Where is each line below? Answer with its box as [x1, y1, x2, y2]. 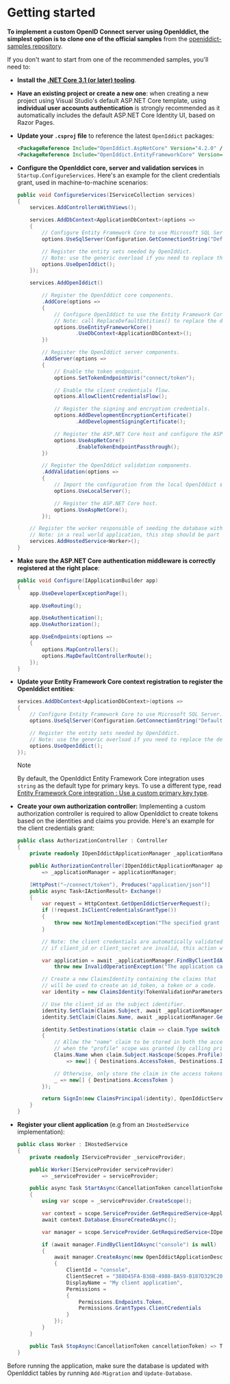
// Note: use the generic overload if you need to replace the [29, 736, 214, 743]
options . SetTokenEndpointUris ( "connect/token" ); [53, 374, 196, 381]
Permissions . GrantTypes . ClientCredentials [78, 1304, 202, 1312]
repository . [31, 42, 63, 50]
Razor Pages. [16, 118, 55, 126]
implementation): [16, 1128, 65, 1136]
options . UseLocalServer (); [53, 487, 131, 494]
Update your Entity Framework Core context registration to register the [16, 677, 223, 686]
